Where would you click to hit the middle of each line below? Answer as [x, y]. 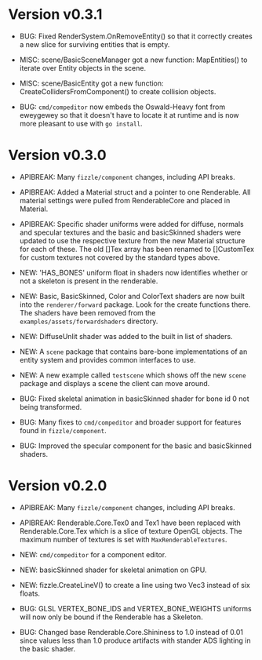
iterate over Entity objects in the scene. [83, 67]
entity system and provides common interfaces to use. [107, 359]
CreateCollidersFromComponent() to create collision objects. [118, 91]
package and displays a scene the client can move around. [115, 383]
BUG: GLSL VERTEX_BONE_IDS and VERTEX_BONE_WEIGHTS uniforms [136, 608]
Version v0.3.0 [58, 155]
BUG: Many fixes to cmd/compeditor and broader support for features [130, 422]
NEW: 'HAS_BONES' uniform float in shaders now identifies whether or [134, 272]
